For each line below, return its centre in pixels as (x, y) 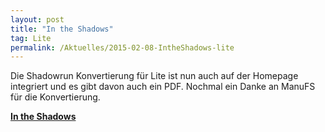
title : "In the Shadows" (62, 29)
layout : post (37, 19)
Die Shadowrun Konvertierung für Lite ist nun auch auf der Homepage (154, 76)
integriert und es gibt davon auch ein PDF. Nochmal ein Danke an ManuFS (163, 87)
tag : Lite (31, 38)
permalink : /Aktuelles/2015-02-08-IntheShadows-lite (122, 47)
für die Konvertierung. (55, 97)
